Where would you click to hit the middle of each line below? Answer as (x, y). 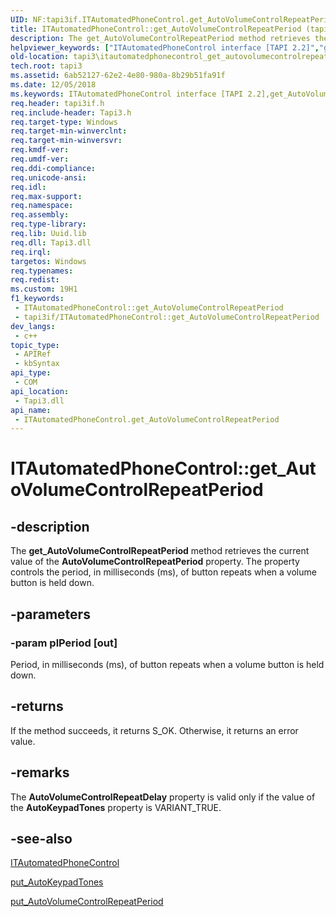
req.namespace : (42, 206)
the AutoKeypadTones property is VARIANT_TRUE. (116, 807)
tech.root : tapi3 (46, 66)
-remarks (40, 772)
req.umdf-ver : (40, 159)
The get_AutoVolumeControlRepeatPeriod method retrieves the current (160, 551)
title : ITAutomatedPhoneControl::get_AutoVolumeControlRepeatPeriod (156, 29)
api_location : (40, 391)
